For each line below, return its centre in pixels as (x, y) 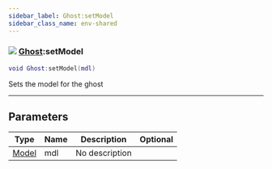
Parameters (38, 117)
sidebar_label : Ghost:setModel (61, 16)
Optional (157, 140)
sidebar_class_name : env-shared (63, 23)
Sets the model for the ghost (56, 84)
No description (104, 153)
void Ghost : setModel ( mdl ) (52, 68)
